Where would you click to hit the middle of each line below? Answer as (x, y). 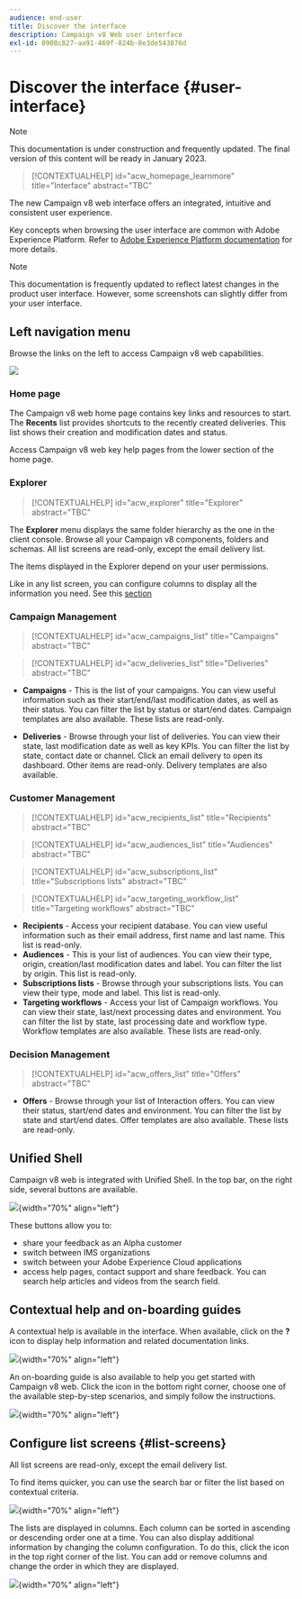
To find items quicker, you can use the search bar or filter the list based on (147, 1482)
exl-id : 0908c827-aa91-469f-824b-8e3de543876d (98, 43)
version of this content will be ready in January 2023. (108, 159)
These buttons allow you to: (61, 1226)
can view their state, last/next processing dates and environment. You (151, 1012)
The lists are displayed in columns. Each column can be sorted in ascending (150, 1528)
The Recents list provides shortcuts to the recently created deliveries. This (147, 423)
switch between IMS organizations (86, 1253)
